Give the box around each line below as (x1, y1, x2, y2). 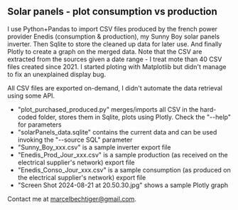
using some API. (7, 91, 55, 100)
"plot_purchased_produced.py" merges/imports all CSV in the (17, 105, 199, 113)
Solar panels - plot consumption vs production (7, 6, 218, 18)
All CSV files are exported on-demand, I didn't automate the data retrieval (7, 83, 222, 92)
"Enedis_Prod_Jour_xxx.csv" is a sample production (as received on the (17, 150, 229, 159)
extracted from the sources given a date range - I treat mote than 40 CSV (7, 55, 222, 63)
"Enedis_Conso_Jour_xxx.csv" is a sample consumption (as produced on (17, 165, 231, 174)
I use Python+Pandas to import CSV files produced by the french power (7, 24, 218, 33)
